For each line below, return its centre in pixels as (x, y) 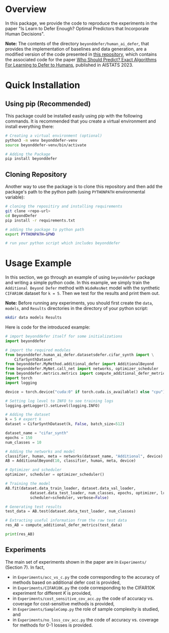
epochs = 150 (19, 438)
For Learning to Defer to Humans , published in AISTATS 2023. (69, 65)
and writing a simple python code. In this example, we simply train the (77, 283)
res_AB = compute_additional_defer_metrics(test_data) (64, 525)
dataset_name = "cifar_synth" (37, 433)
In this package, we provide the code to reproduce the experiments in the (81, 23)
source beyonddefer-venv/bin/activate (46, 145)
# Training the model (28, 484)
